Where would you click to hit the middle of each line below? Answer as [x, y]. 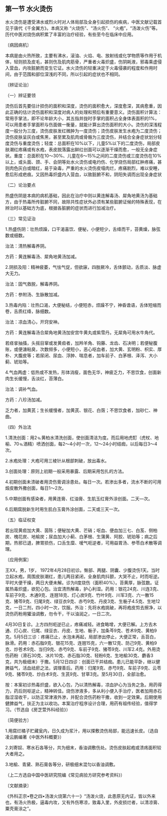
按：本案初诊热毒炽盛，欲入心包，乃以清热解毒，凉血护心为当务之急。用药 [81, 685]
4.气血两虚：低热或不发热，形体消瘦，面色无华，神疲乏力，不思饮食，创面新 [83, 372]
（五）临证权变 [20, 520]
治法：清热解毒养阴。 [27, 246]
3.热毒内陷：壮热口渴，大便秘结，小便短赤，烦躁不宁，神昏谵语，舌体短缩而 [83, 305]
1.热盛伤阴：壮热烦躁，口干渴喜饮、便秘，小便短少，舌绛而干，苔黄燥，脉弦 [83, 229]
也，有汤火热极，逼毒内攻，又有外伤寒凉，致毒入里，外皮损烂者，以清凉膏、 [83, 802]
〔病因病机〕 [18, 45]
